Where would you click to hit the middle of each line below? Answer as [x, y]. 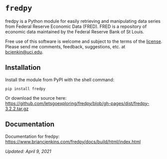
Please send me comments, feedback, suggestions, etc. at [65, 46]
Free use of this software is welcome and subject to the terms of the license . [84, 41]
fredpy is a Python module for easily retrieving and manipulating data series [83, 21]
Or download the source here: [36, 98]
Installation [23, 68]
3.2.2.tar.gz [17, 109]
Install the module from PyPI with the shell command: [60, 79]
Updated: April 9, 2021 [28, 151]
